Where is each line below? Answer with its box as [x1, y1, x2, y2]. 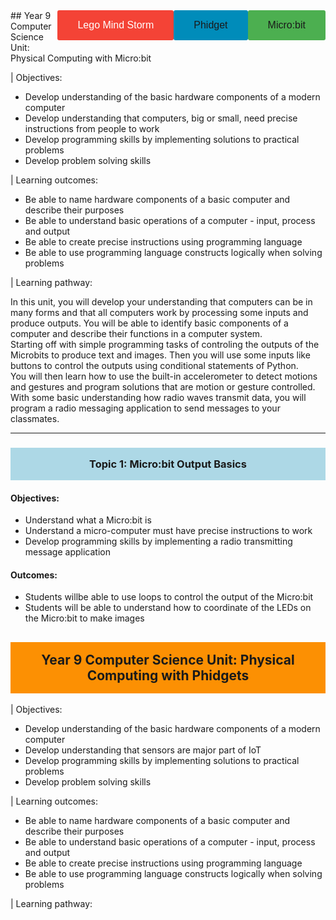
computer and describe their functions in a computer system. [10, 328, 263, 339]
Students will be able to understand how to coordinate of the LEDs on [24, 602, 312, 614]
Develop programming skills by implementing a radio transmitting [24, 535, 293, 548]
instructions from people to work [24, 123, 160, 134]
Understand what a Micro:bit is [24, 514, 152, 526]
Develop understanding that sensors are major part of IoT [24, 744, 262, 756]
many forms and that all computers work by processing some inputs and [10, 307, 309, 318]
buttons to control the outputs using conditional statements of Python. [10, 360, 299, 371]
